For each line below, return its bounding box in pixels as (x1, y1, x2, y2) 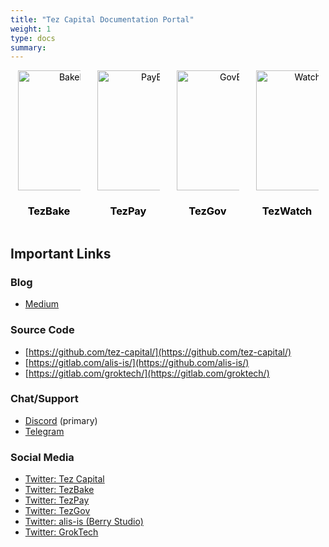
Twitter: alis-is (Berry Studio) (24, 516, 144, 528)
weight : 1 (10, 24, 52, 34)
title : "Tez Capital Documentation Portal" (10, 14, 195, 25)
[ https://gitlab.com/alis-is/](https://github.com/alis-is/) (24, 356, 250, 368)
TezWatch (261, 204, 313, 218)
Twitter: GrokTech (24, 526, 99, 538)
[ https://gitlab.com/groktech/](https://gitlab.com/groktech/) (24, 367, 270, 379)
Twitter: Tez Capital (24, 473, 105, 485)
